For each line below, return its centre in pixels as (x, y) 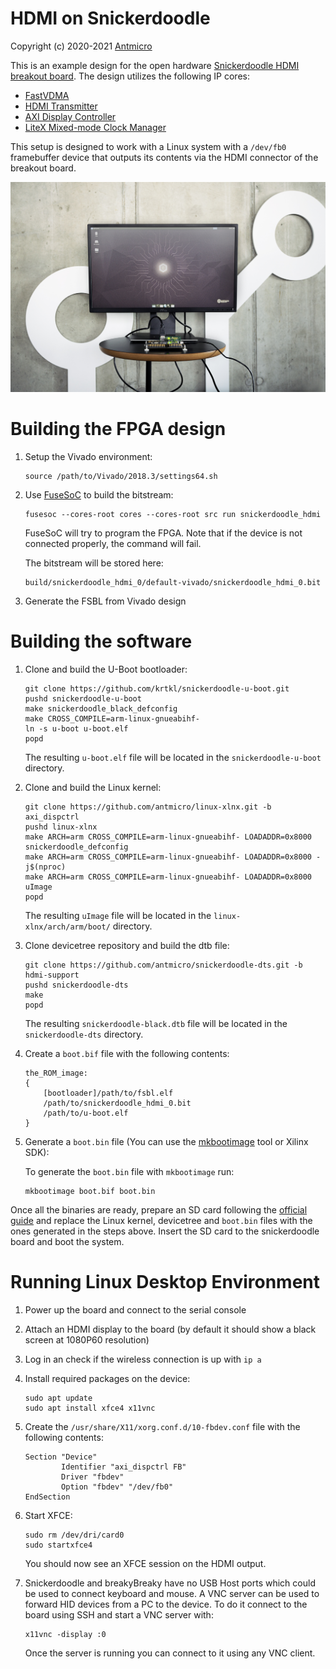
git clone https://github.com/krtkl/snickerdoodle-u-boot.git (157, 688)
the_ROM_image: (56, 1073)
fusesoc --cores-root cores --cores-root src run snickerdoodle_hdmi (173, 515)
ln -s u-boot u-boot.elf (76, 728)
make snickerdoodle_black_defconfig (101, 708)
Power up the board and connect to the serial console (135, 1309)
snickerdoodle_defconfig (76, 847)
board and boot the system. (67, 1241)
